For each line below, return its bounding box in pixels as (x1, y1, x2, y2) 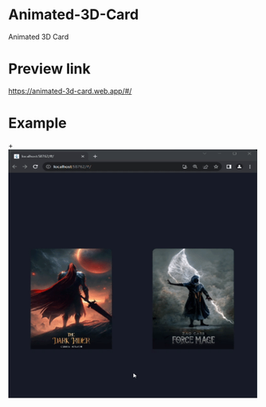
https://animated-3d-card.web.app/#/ (8, 86, 132, 96)
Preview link (8, 60, 91, 78)
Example (8, 114, 67, 132)
